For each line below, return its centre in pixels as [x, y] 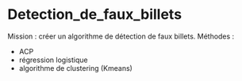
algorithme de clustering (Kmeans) [75, 68]
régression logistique [53, 60]
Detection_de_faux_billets [95, 15]
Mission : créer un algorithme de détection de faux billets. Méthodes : [121, 36]
